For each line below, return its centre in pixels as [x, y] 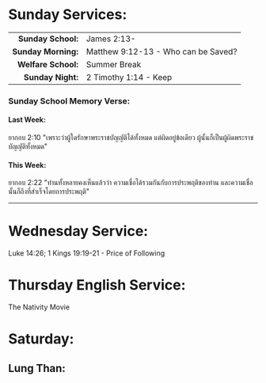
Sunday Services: [68, 15]
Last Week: [27, 119]
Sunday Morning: [46, 51]
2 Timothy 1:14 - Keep [129, 77]
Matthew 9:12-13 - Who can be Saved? [161, 51]
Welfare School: [48, 64]
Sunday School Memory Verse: [69, 100]
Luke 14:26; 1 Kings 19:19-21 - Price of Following [87, 253]
